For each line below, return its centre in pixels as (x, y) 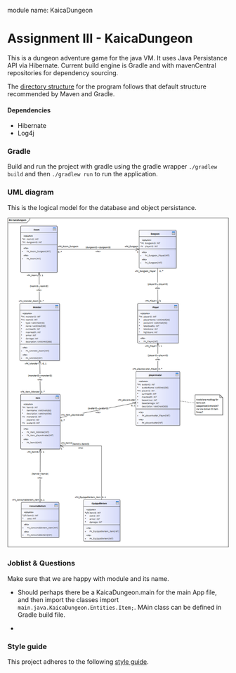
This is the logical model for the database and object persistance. (102, 207)
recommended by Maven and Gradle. (61, 93)
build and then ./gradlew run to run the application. (83, 174)
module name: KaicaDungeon (50, 10)
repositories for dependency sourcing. (63, 72)
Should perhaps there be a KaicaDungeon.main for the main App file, (117, 592)
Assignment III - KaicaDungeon (100, 39)
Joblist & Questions (41, 563)
